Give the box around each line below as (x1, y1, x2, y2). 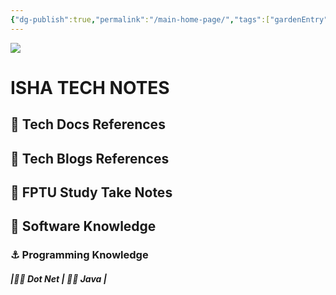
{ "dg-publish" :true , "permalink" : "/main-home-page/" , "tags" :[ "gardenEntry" (10, 14, 329, 25)
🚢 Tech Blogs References (10, 150, 170, 167)
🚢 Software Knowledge (10, 218, 157, 235)
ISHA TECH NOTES (10, 76, 170, 99)
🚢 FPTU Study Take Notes (10, 184, 173, 201)
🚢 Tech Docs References (10, 116, 166, 133)
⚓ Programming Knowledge (10, 248, 149, 262)
